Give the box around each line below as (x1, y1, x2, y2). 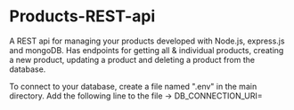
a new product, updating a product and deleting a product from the (9, 54, 256, 65)
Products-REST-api (9, 6, 156, 27)
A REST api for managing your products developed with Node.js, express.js (9, 35, 285, 46)
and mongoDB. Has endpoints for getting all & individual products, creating (9, 44, 284, 55)
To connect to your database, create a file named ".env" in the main (9, 81, 257, 91)
